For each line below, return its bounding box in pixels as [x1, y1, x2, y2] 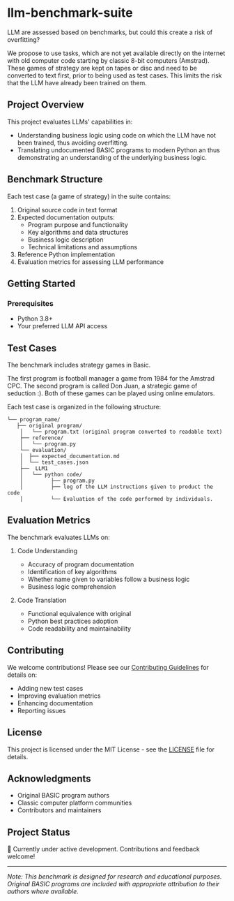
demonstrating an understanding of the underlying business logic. [17, 153, 208, 161]
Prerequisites [7, 298, 54, 308]
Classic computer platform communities [17, 798, 132, 807]
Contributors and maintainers [17, 806, 102, 814]
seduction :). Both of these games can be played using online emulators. [7, 389, 215, 397]
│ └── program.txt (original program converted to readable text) [19, 428, 223, 436]
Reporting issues [17, 706, 66, 715]
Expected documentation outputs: [17, 213, 115, 221]
